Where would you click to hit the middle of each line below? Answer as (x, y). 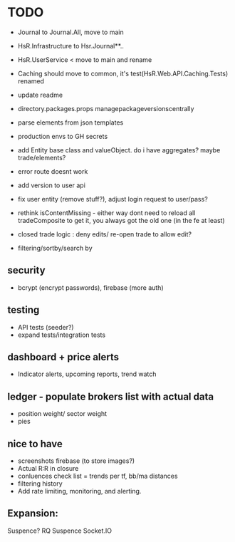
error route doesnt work (53, 171)
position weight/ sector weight (62, 414)
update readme (40, 95)
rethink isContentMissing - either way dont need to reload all (106, 213)
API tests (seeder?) (46, 327)
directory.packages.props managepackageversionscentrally (106, 108)
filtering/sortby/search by (55, 248)
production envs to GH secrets (63, 136)
